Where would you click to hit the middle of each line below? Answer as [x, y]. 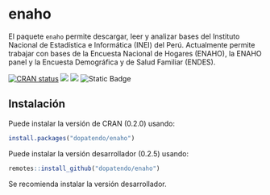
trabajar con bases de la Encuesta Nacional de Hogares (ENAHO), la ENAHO [135, 53]
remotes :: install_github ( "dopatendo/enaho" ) [84, 168]
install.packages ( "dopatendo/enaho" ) [72, 138]
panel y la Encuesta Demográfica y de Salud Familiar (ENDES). [112, 62]
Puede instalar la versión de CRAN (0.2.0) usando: [92, 123]
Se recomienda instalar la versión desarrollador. [87, 184]
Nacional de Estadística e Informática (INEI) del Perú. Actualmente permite [132, 44]
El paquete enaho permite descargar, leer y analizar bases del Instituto [124, 36]
